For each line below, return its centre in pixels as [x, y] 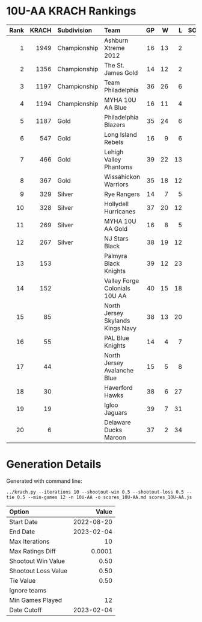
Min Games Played [35, 600]
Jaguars [116, 412]
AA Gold [116, 228]
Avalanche [119, 370]
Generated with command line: [44, 481]
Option [19, 512]
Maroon [115, 437]
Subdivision [75, 30]
